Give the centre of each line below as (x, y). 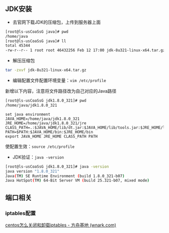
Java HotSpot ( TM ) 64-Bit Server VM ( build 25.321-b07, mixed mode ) (77, 181)
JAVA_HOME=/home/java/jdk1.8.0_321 (43, 119)
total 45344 (18, 46)
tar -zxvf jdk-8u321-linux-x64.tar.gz (46, 70)
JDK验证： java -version (38, 157)
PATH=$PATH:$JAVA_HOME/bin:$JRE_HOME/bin (49, 132)
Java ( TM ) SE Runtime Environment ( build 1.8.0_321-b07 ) (65, 176)
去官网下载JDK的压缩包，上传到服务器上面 (57, 22)
